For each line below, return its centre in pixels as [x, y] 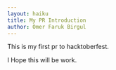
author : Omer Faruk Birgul [47, 27]
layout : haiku [28, 14]
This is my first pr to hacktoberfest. [58, 47]
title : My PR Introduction [47, 20]
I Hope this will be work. [42, 60]
